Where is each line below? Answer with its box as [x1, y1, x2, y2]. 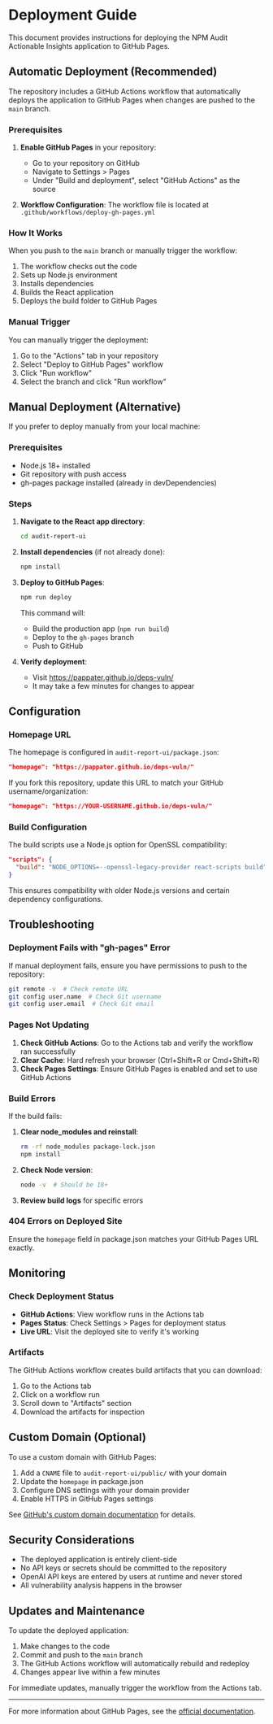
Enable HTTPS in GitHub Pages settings [19, 1494, 154, 1504]
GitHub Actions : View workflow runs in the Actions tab [19, 1309, 205, 1319]
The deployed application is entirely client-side [19, 1555, 177, 1565]
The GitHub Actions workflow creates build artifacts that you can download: [8, 1365, 262, 1375]
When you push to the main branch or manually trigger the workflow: [8, 246, 238, 255]
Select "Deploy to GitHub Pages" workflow [19, 359, 164, 369]
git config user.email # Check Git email [8, 1000, 154, 1008]
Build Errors [8, 1092, 56, 1104]
